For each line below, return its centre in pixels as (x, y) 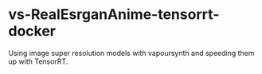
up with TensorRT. (38, 61)
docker (32, 31)
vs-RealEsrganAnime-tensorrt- (114, 15)
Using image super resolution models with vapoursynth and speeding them (131, 53)
